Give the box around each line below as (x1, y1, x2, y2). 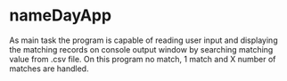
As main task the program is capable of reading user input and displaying (9, 35, 278, 45)
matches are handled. (9, 63, 89, 74)
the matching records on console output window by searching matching (9, 44, 274, 54)
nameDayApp (9, 5, 112, 26)
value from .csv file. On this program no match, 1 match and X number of (9, 53, 276, 64)
